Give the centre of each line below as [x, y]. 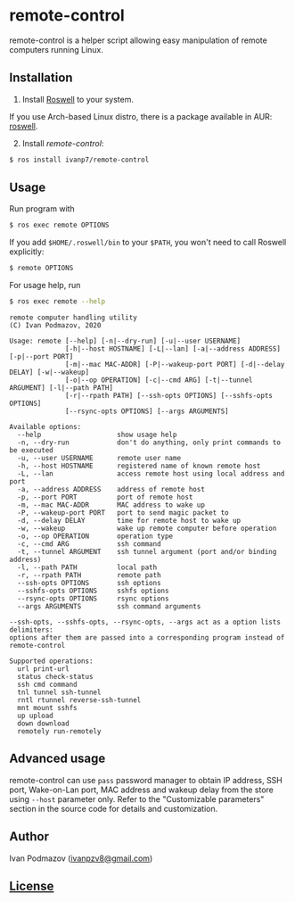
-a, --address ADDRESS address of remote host [111, 490]
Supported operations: [51, 661]
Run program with [42, 209]
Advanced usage [57, 759]
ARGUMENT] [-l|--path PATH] [61, 388]
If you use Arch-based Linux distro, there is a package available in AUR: [141, 116]
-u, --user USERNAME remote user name [99, 459]
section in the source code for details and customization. [114, 808]
